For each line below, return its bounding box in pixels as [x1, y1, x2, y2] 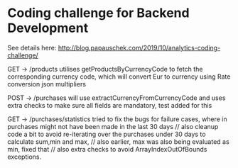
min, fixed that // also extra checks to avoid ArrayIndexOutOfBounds [7, 145, 207, 153]
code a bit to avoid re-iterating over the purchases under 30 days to [7, 130, 206, 138]
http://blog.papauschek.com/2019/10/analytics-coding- [58, 43, 221, 52]
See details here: [7, 43, 57, 52]
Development [7, 20, 89, 36]
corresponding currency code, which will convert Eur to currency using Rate [7, 72, 231, 81]
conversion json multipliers [7, 79, 87, 88]
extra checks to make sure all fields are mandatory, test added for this [7, 101, 212, 109]
